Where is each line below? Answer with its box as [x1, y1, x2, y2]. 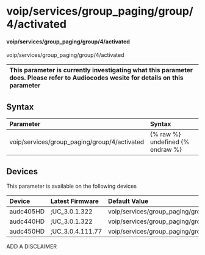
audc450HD [9, 227, 45, 236]
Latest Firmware [50, 197, 99, 205]
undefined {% [149, 138, 190, 146]
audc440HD [9, 217, 45, 226]
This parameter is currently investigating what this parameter [9, 66, 193, 75]
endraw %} [149, 146, 182, 154]
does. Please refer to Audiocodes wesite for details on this [9, 73, 184, 82]
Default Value [107, 197, 148, 205]
